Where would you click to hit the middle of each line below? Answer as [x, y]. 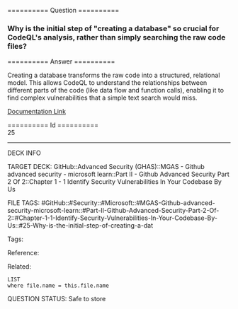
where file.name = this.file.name [58, 286]
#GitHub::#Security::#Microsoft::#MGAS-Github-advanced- [128, 203]
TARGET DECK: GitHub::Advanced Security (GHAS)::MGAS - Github [106, 167]
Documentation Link [36, 112]
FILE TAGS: [24, 203]
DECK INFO [24, 153]
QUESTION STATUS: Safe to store [57, 299]
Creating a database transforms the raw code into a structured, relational [114, 75]
